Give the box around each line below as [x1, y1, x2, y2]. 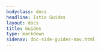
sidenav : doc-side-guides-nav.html [6, 36, 96, 42]
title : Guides [6, 25, 42, 32]
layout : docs [6, 20, 39, 26]
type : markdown [6, 31, 44, 37]
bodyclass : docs [6, 8, 47, 15]
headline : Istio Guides [6, 14, 66, 20]
